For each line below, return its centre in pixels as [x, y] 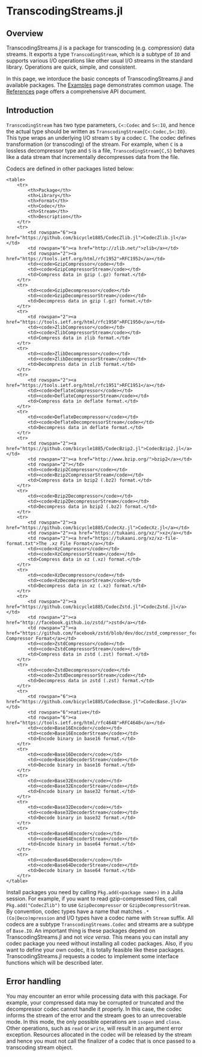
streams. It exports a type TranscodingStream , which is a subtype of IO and [98, 54]
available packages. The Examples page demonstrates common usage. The [100, 85]
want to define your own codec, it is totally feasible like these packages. [96, 950]
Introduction [30, 111]
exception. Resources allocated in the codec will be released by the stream [99, 1034]
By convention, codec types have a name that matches [74, 911]
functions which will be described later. [55, 962]
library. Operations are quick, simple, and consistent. [72, 67]
